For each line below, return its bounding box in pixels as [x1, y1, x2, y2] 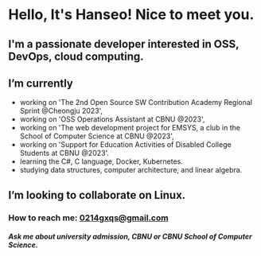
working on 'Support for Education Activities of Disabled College [19, 140, 232, 149]
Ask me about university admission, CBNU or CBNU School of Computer [8, 232, 252, 242]
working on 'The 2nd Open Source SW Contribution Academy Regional [19, 98, 253, 107]
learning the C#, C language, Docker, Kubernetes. [19, 157, 183, 166]
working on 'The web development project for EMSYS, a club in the [19, 123, 241, 133]
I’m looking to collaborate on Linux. [8, 188, 186, 202]
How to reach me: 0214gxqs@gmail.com [8, 212, 169, 223]
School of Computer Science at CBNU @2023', [19, 131, 174, 141]
